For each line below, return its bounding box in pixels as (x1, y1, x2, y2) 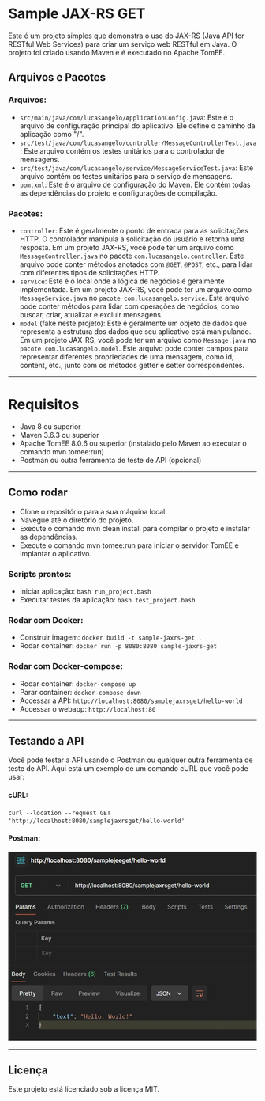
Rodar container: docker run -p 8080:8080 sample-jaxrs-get (19, 641, 218, 651)
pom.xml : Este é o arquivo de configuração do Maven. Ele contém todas (19, 180, 251, 189)
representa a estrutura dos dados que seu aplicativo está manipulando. (19, 326, 252, 336)
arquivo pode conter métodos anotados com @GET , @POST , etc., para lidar (19, 259, 253, 269)
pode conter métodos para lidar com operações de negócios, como (19, 302, 240, 311)
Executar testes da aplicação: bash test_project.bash (19, 594, 196, 604)
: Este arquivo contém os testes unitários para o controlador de (19, 146, 225, 155)
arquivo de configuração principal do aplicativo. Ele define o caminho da (19, 120, 256, 131)
